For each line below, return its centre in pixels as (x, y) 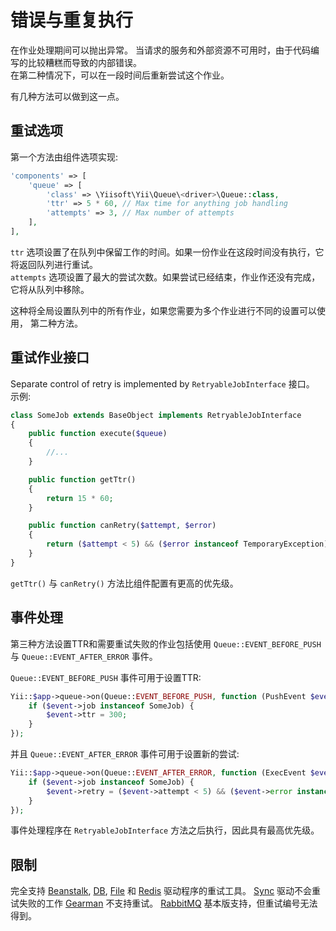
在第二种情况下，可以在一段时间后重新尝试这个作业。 (120, 75)
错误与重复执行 (72, 20)
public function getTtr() (82, 479)
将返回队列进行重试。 (54, 264)
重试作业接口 (50, 357)
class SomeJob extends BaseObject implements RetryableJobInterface (156, 415)
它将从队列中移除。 (50, 289)
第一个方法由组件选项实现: (64, 157)
